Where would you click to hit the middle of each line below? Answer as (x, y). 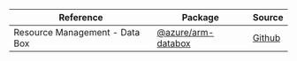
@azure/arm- (186, 32)
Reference (81, 17)
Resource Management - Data (77, 32)
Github (267, 38)
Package (200, 17)
